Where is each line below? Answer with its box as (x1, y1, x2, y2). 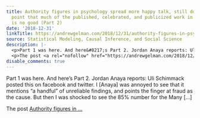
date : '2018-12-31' (6, 25, 55, 31)
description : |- (6, 42, 46, 48)
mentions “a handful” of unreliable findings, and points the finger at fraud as (6, 87, 193, 94)
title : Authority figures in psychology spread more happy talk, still (6, 8, 187, 15)
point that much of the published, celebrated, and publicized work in (11, 14, 193, 20)
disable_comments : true (6, 58, 65, 64)
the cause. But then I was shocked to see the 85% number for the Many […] (6, 93, 192, 101)
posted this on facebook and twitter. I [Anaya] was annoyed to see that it (6, 81, 185, 88)
